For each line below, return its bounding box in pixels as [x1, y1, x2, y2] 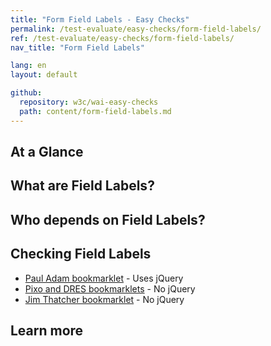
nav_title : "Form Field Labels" [10, 42, 145, 53]
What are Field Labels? [10, 177, 155, 195]
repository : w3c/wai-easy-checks [19, 97, 159, 107]
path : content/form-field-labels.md [19, 106, 172, 116]
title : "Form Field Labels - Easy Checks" [10, 14, 190, 25]
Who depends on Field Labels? [10, 211, 206, 228]
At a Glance [10, 144, 84, 161]
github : [10, 88, 43, 98]
